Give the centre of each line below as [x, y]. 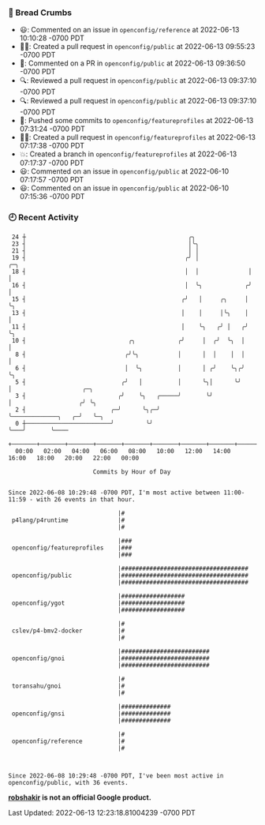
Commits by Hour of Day [132, 472]
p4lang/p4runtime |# [68, 520]
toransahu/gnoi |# [68, 686]
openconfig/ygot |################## [98, 603]
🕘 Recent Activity [43, 218]
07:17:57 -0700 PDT [52, 180]
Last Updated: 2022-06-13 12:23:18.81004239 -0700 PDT [102, 812]
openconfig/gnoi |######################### [111, 658]
